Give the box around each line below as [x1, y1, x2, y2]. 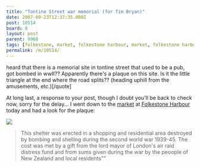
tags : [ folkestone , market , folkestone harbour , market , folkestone [6, 42, 180, 48]
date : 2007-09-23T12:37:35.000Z [6, 14, 86, 20]
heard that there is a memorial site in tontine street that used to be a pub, [6, 64, 185, 71]
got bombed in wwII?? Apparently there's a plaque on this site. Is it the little [6, 70, 190, 77]
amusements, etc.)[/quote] [6, 83, 72, 90]
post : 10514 [6, 20, 36, 26]
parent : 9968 [6, 36, 39, 42]
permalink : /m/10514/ [6, 48, 60, 53]
